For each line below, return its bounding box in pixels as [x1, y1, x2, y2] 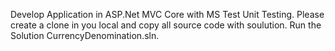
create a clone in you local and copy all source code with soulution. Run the [10, 19, 322, 31]
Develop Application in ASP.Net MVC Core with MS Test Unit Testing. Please [10, 9, 325, 20]
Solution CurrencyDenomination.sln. [10, 30, 160, 41]
